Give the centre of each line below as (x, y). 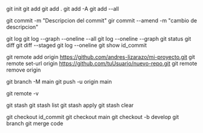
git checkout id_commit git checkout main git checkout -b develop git (93, 117)
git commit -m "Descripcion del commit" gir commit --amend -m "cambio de (102, 20)
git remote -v (23, 93)
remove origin (24, 70)
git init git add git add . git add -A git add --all (63, 9)
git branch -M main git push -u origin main (59, 82)
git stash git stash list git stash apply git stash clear (70, 105)
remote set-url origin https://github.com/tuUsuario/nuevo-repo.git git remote (102, 63)
